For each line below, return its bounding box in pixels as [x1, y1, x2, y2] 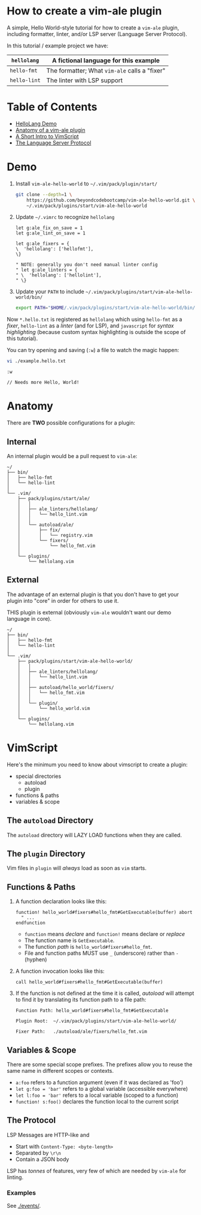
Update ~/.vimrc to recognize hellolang [15, 213, 115, 221]
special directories [15, 772, 62, 780]
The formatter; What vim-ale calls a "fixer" [46, 66, 166, 74]
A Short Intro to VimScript [15, 133, 80, 140]
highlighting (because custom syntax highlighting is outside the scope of [7, 329, 186, 336]
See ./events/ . [7, 1202, 41, 1210]
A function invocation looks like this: [15, 967, 105, 975]
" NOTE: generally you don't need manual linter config [15, 262, 158, 268]
